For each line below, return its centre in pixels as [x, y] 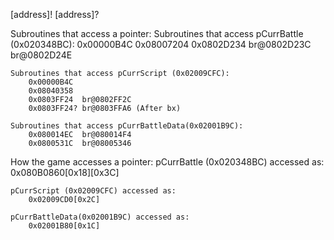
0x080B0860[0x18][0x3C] [65, 172]
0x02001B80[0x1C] [64, 226]
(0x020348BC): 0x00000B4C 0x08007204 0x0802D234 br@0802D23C [161, 44]
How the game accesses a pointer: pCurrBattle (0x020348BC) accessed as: [167, 162]
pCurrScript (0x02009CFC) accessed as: [93, 191]
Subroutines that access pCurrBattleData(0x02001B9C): [127, 126]
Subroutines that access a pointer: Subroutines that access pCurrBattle [157, 33]
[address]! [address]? [55, 14]
